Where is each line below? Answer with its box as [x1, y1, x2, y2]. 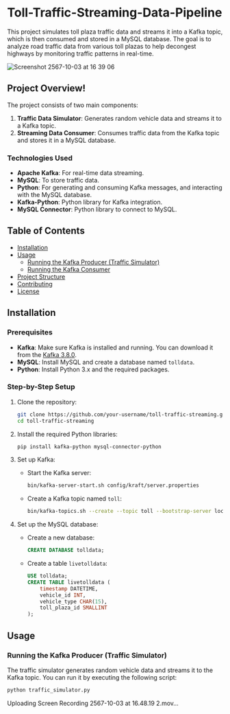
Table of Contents [7, 225, 86, 237]
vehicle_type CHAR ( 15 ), [40, 598, 107, 605]
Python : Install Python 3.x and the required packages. [16, 365, 170, 373]
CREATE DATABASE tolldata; [27, 547, 105, 554]
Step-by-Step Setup [7, 382, 75, 392]
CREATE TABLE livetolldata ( [27, 579, 111, 586]
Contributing [16, 279, 53, 288]
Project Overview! [7, 82, 86, 94]
